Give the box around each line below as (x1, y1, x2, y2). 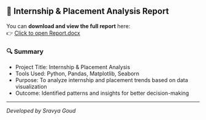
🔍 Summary (6, 47, 44, 56)
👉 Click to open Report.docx (6, 29, 81, 37)
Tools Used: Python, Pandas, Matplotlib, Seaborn (15, 70, 140, 77)
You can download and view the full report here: (6, 22, 131, 29)
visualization (15, 83, 47, 91)
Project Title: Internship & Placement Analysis (15, 64, 131, 71)
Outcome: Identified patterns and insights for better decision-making (15, 89, 189, 97)
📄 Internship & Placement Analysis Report (6, 6, 169, 17)
